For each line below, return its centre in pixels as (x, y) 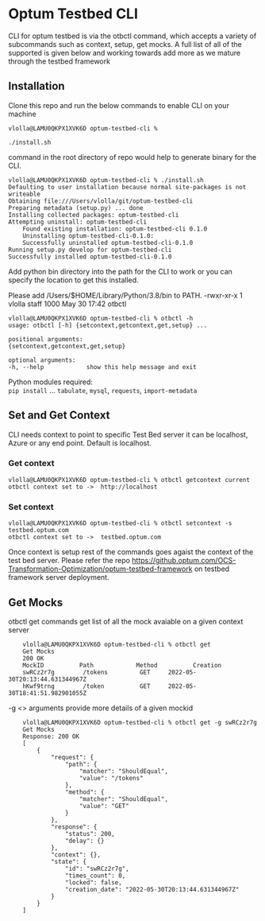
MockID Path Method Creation (122, 665)
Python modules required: (51, 382)
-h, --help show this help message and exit (102, 367)
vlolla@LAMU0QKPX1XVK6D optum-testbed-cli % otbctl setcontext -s (120, 523)
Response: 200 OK (51, 736)
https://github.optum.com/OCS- (184, 561)
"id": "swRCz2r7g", (97, 869)
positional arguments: (46, 339)
